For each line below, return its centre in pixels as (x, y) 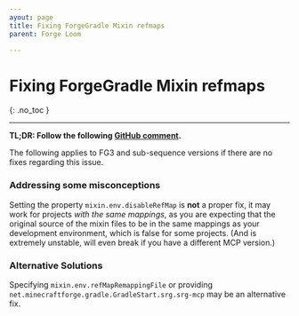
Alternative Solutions (56, 265)
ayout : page (31, 17)
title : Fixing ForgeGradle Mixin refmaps (87, 26)
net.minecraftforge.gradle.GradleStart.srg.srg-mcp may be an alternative (148, 294)
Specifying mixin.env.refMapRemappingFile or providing (111, 284)
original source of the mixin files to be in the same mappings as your (134, 224)
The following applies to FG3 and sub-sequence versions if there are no (141, 153)
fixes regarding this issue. (57, 162)
